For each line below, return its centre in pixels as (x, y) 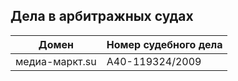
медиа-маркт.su (56, 61)
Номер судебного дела (164, 44)
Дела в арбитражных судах (102, 16)
